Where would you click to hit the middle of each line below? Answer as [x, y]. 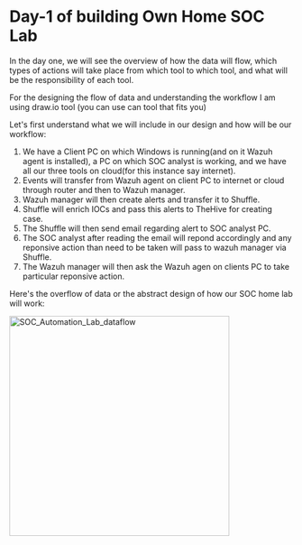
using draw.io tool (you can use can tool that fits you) [108, 106]
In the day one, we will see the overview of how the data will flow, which [143, 60]
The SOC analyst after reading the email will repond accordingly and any [157, 237]
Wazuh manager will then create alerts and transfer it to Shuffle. [141, 199]
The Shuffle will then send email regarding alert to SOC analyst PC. [147, 228]
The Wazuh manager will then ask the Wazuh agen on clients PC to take [156, 266]
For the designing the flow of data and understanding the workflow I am [143, 97]
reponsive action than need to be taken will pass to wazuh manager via [154, 247]
